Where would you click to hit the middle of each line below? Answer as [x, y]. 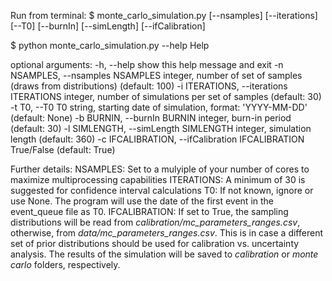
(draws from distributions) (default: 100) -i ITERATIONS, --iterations [149, 86]
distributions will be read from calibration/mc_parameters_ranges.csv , [155, 222]
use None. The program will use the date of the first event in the [142, 201]
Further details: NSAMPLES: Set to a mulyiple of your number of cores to [160, 169]
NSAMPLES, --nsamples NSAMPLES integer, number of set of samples [156, 75]
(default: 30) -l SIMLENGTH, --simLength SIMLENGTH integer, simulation [161, 128]
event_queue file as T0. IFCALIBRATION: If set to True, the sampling [149, 211]
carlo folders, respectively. [65, 264]
